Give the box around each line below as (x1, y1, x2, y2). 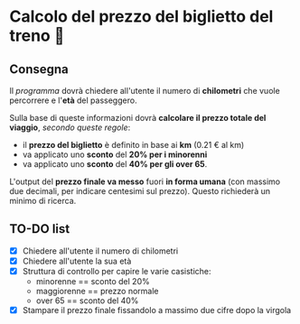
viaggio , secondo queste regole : (9, 122, 131, 133)
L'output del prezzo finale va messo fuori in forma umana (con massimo (9, 176, 281, 187)
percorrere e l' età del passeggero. (9, 95, 137, 106)
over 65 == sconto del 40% (35, 295, 139, 306)
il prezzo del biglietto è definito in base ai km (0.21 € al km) (22, 140, 245, 150)
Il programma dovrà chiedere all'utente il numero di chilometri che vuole (9, 86, 280, 96)
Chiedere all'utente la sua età (22, 255, 132, 266)
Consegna (9, 61, 70, 77)
